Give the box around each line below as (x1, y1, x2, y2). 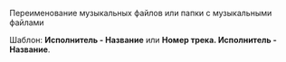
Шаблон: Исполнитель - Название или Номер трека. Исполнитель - (9, 35, 278, 45)
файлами (9, 17, 44, 28)
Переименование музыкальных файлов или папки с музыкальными (9, 8, 272, 18)
